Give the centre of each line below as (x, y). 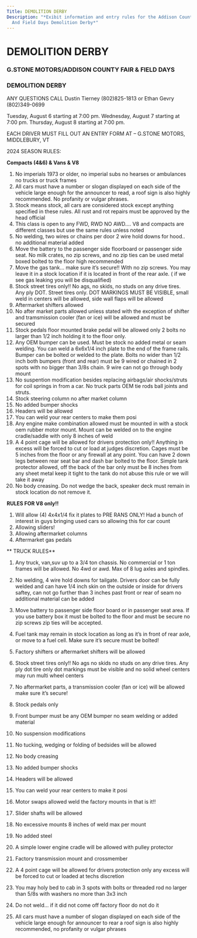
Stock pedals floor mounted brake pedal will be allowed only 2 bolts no (100, 330)
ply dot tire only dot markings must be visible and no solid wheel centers (103, 669)
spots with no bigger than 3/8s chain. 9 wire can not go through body (99, 367)
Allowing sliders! (35, 527)
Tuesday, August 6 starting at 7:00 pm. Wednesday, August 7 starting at (93, 116)
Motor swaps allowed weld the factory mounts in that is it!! (85, 801)
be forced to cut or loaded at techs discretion (70, 876)
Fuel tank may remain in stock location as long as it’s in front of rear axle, (103, 634)
